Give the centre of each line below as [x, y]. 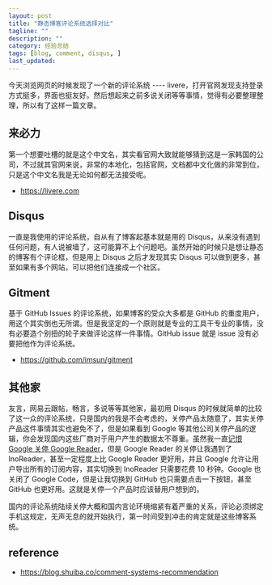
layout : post [30, 16]
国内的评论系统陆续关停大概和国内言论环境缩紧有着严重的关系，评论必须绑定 [136, 507]
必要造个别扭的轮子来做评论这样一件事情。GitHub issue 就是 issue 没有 [134, 333]
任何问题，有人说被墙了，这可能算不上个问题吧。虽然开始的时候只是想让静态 [136, 247]
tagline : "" [28, 31]
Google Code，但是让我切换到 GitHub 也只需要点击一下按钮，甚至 [142, 479]
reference [34, 552]
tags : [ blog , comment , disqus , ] [65, 53]
